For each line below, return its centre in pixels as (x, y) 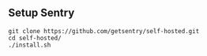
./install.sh (30, 45)
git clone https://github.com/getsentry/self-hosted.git (104, 31)
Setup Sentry (41, 13)
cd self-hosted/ (35, 38)
